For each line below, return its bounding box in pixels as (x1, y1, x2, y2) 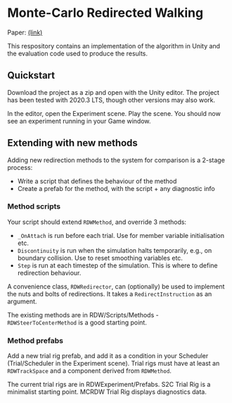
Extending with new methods (7, 137, 138, 149)
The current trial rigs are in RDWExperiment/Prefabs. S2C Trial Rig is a (7, 381, 211, 389)
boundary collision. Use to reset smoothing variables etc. (17, 253, 183, 262)
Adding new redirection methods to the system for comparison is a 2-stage (7, 156, 225, 164)
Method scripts (7, 201, 61, 211)
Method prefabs (7, 336, 63, 345)
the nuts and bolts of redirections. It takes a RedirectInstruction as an (7, 289, 212, 298)
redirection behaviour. (17, 268, 82, 277)
